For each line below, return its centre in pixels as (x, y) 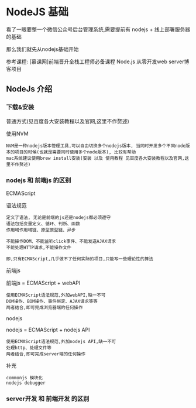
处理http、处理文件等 (29, 348)
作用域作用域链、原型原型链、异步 (41, 230)
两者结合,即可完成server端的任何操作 (46, 354)
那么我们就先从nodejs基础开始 (42, 49)
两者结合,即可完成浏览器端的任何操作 (44, 307)
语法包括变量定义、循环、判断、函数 (43, 224)
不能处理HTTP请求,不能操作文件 (39, 247)
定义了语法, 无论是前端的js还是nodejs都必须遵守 (59, 217)
